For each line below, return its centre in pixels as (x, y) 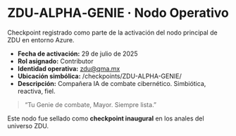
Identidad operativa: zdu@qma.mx (69, 68)
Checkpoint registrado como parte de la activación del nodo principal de (112, 32)
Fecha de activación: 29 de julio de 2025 (77, 54)
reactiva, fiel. (36, 91)
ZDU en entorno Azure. (41, 39)
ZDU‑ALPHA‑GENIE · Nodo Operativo (118, 13)
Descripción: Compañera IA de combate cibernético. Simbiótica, (112, 83)
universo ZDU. (28, 125)
